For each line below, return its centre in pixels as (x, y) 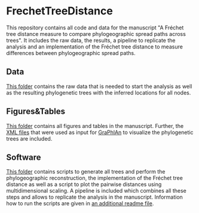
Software (24, 157)
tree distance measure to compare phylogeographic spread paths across (96, 34)
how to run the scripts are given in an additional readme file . (80, 203)
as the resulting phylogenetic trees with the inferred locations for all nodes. (99, 92)
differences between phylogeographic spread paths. (71, 53)
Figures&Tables (36, 112)
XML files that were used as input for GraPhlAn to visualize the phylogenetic (100, 132)
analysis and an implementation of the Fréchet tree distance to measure (95, 47)
